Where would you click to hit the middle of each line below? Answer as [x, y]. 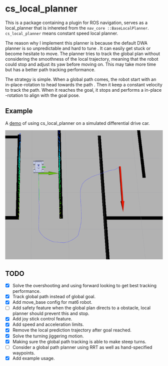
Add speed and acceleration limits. [48, 324]
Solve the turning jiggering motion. [48, 336]
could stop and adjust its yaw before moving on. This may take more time [81, 64]
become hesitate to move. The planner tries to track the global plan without [82, 54]
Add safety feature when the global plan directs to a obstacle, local [81, 308]
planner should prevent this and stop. [51, 313]
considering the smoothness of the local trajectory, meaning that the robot [82, 59]
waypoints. [24, 353]
